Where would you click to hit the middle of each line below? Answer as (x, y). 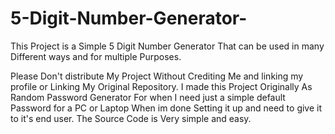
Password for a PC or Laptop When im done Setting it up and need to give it (166, 108)
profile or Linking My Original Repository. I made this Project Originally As (161, 86)
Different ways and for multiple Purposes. (96, 56)
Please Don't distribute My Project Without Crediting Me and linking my (157, 76)
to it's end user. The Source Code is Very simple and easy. (131, 118)
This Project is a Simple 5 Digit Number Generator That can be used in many (167, 46)
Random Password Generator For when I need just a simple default (148, 97)
